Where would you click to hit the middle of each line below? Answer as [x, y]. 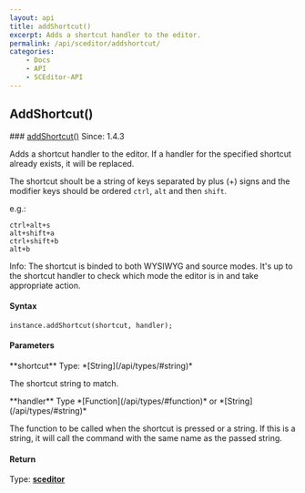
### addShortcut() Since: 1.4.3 [67, 136]
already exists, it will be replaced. [72, 163]
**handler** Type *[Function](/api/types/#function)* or [113, 401]
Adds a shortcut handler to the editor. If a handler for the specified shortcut [150, 154]
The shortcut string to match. [64, 383]
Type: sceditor [37, 479]
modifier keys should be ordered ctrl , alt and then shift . [118, 190]
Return [23, 459]
